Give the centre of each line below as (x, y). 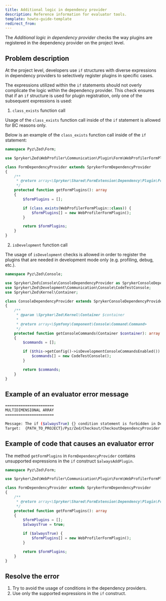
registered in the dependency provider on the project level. (65, 43)
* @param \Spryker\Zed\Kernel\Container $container (70, 315)
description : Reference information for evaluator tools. (66, 14)
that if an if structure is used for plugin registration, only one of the (74, 96)
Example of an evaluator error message (67, 394)
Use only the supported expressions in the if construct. (69, 594)
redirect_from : (21, 23)
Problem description (37, 58)
